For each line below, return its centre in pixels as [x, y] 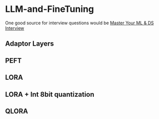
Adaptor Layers [30, 44]
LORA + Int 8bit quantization [50, 94]
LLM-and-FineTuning [50, 9]
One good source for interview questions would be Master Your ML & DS [79, 23]
